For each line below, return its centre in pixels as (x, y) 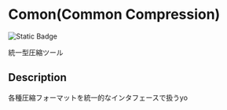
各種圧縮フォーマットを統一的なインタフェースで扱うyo (98, 97)
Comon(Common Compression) (114, 15)
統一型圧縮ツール (36, 52)
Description (37, 77)
